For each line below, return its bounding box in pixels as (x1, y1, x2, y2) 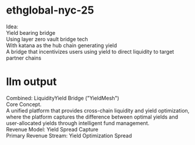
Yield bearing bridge (6, 29, 56, 36)
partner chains (6, 54, 42, 61)
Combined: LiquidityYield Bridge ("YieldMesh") (6, 94, 119, 101)
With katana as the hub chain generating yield (6, 42, 117, 49)
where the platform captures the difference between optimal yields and (6, 113, 178, 120)
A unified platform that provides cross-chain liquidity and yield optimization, (6, 107, 190, 114)
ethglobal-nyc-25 (6, 4, 95, 17)
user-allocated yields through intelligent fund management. (6, 119, 150, 127)
